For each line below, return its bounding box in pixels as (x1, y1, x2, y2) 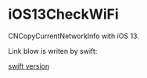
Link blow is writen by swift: (8, 46, 98, 55)
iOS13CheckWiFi (8, 5, 119, 23)
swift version (8, 61, 49, 71)
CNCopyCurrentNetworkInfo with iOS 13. (8, 31, 139, 41)
